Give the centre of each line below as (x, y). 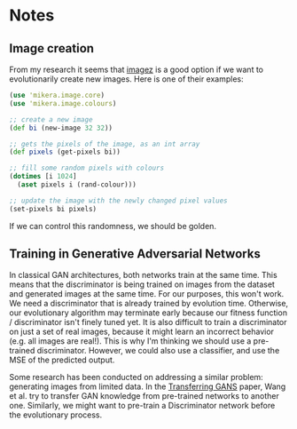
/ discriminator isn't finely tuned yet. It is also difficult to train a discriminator (148, 322)
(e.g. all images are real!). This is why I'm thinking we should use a (130, 341)
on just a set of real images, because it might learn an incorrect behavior (142, 332)
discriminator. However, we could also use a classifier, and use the (158, 351)
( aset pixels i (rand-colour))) (77, 185)
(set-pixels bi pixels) (53, 209)
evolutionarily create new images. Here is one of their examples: (126, 79)
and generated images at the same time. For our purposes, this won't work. (147, 294)
